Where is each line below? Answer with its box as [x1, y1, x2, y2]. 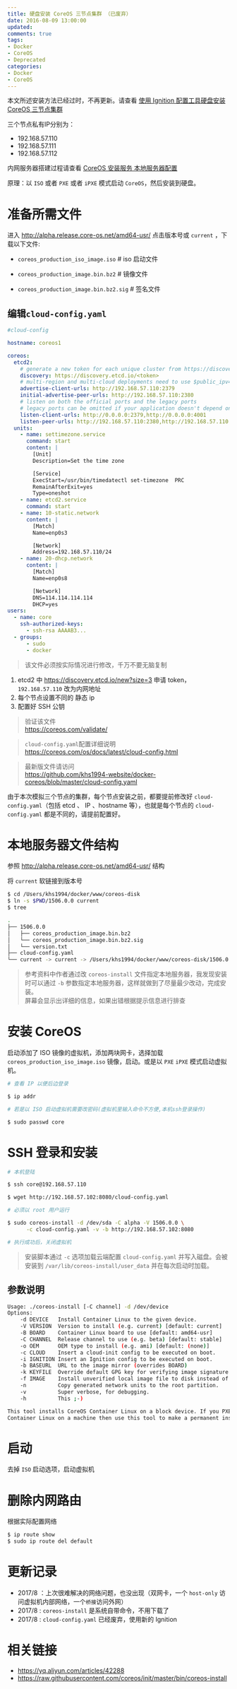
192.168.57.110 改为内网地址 [17, 684, 101, 693]
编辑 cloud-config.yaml [7, 307, 107, 319]
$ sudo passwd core [7, 1118, 65, 1126]
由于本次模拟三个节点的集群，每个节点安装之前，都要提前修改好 [7, 792, 193, 801]
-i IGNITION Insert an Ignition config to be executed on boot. [20, 1355, 213, 1363]
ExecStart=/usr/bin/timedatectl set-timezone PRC [32, 476, 185, 484]
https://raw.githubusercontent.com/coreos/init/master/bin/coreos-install [17, 1673, 227, 1682]
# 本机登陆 [7, 1168, 35, 1175]
